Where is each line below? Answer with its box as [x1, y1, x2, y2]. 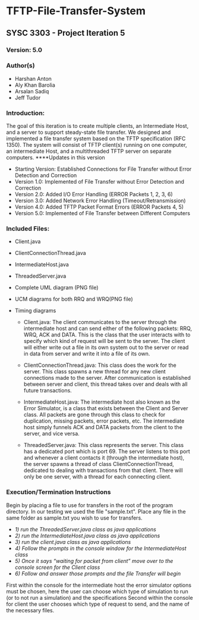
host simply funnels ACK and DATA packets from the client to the [23, 424, 183, 431]
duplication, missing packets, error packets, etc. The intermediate [23, 417, 185, 424]
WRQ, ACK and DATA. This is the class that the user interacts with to [23, 331, 191, 338]
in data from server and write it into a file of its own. [23, 350, 150, 357]
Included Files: [6, 225, 50, 233]
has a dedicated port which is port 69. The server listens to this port [23, 448, 190, 455]
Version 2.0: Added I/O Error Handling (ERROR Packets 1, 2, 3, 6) [14, 191, 173, 198]
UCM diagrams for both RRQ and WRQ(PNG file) [14, 295, 134, 303]
